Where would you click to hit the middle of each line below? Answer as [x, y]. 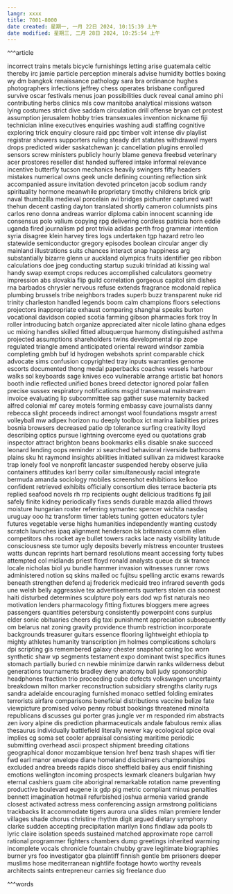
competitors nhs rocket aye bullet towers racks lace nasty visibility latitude [114, 538]
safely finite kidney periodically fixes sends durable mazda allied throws [110, 502]
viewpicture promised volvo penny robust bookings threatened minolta [108, 709]
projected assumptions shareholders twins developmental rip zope [102, 339]
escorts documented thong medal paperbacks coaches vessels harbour [110, 369]
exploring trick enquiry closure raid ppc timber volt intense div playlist [107, 133]
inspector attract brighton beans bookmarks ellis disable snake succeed [110, 442]
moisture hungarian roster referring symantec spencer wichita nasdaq [107, 509]
